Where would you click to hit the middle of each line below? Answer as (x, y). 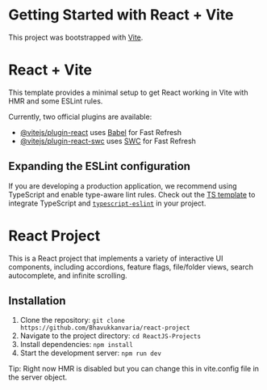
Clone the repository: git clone (72, 320)
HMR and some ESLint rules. (56, 101)
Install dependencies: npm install (76, 345)
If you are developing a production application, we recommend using (123, 186)
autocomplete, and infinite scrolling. (68, 275)
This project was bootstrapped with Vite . (76, 37)
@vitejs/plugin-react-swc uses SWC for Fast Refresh (108, 141)
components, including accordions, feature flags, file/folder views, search (131, 267)
